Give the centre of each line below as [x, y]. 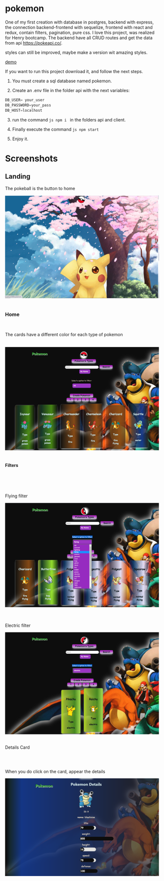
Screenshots [31, 159]
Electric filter [18, 626]
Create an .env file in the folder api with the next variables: [71, 90]
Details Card [18, 747]
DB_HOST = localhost [24, 110]
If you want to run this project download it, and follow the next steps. [74, 71]
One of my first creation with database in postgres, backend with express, [79, 22]
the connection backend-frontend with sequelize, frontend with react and [79, 27]
